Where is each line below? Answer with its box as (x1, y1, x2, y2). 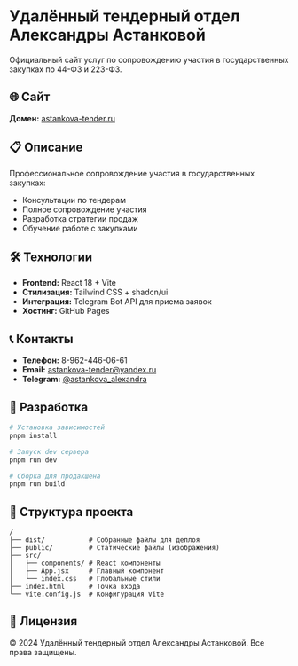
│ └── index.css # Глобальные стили (9, 575, 161, 584)
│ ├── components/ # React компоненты (9, 559, 161, 568)
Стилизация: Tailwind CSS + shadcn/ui (21, 286, 169, 298)
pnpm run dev (9, 455, 58, 465)
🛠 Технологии (9, 249, 93, 264)
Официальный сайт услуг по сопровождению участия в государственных (9, 54, 289, 65)
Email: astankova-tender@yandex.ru (21, 364, 157, 375)
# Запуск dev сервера (9, 447, 90, 456)
